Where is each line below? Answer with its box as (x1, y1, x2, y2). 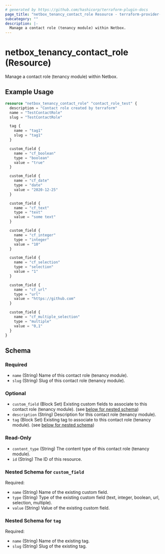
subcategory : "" (5, 16, 38, 21)
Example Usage (5, 88, 54, 96)
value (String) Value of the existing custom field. (12, 505, 110, 511)
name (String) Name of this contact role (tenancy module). (12, 372, 128, 378)
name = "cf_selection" (14, 260, 60, 265)
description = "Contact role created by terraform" (9, 106, 118, 111)
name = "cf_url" (14, 287, 48, 292)
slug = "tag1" (14, 133, 43, 138)
